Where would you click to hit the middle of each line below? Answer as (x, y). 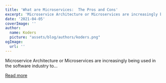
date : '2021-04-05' (25, 19)
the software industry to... (31, 66)
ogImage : (14, 42)
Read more (16, 75)
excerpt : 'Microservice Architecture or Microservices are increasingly (82, 14)
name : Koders (23, 33)
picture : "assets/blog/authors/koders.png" (55, 38)
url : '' (18, 46)
